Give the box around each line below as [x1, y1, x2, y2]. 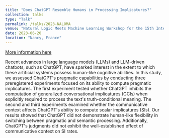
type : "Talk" [5, 17, 33, 22]
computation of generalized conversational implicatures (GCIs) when [5, 91, 148, 97]
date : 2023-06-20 [5, 31, 42, 36]
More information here [5, 49, 52, 55]
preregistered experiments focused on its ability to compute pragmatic [5, 80, 151, 86]
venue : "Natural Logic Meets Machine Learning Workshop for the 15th [5, 26, 154, 31]
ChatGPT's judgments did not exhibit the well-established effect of [5, 122, 143, 128]
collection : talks [5, 12, 44, 17]
